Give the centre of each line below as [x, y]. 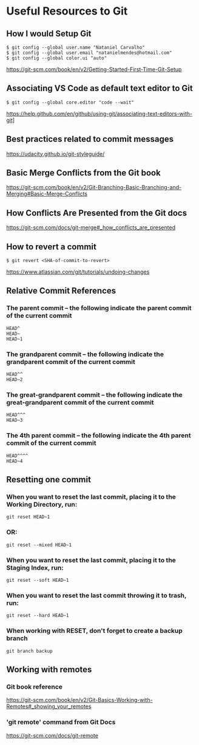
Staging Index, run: [35, 567]
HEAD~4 [15, 461]
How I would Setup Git [49, 34]
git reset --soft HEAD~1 [38, 580]
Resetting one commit [49, 480]
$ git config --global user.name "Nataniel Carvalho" [76, 47]
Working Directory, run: [42, 504]
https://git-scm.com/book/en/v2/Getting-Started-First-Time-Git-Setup [94, 69]
